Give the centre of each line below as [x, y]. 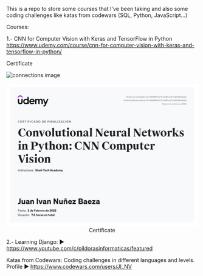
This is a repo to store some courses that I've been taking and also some [97, 9]
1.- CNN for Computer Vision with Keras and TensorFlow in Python [89, 39]
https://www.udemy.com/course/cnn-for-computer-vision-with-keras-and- [100, 45]
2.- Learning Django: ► [36, 241]
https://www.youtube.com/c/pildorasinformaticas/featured [80, 248]
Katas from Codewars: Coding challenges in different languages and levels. [101, 260]
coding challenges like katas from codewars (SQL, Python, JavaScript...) [97, 15]
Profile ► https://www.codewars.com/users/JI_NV [69, 266]
